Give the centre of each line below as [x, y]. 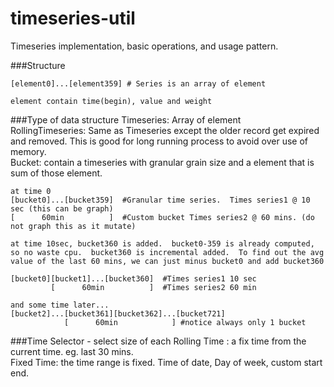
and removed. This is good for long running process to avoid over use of [159, 141]
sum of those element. [56, 173]
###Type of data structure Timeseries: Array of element [126, 119]
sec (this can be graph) [62, 208]
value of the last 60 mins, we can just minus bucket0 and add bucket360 [167, 261]
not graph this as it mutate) [73, 226]
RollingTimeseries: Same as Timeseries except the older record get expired [165, 130]
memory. [28, 151]
